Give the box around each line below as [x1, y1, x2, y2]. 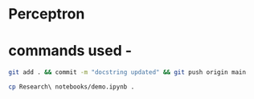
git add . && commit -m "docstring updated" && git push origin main [8, 68, 247, 76]
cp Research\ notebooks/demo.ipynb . [8, 83, 135, 91]
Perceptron [8, 5, 85, 23]
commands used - [8, 42, 133, 60]
